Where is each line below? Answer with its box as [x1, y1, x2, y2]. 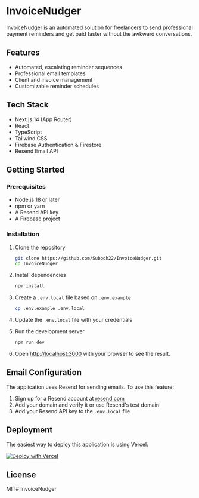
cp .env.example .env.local [14, 306, 85, 312]
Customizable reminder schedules [14, 82, 99, 90]
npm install [14, 283, 45, 289]
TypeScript [14, 128, 42, 136]
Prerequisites [6, 182, 46, 190]
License [6, 469, 36, 479]
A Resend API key [14, 209, 59, 216]
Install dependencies [14, 272, 67, 279]
